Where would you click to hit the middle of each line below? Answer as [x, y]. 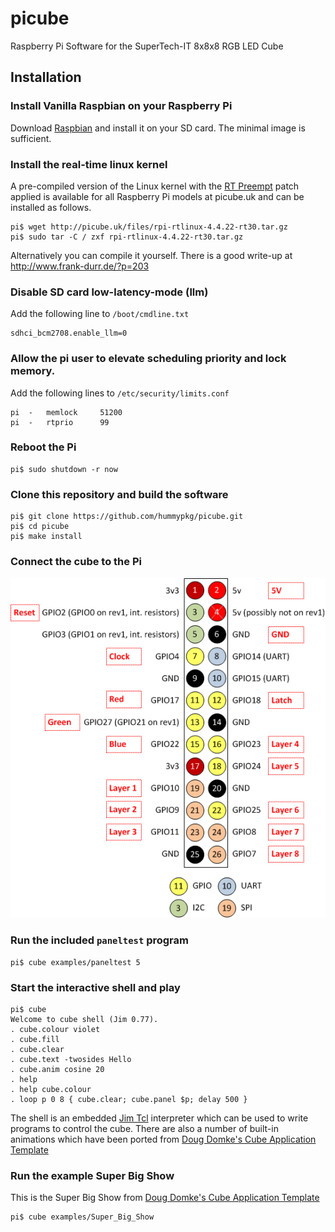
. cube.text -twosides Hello [71, 1059]
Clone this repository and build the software [119, 494]
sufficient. [31, 138]
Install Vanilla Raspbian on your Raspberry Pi [121, 106]
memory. [33, 371]
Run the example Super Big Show [92, 1175]
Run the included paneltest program [99, 940]
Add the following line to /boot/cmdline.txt [100, 314]
